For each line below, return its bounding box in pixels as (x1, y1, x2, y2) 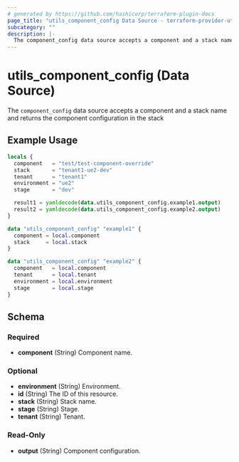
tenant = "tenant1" (14, 173, 87, 180)
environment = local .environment (14, 278, 113, 285)
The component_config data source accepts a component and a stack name (7, 106, 228, 115)
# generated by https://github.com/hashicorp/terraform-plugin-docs (7, 10, 215, 18)
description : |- (7, 30, 55, 38)
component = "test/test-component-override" (14, 159, 154, 167)
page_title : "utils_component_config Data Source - (7, 17, 164, 24)
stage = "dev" (14, 187, 75, 194)
